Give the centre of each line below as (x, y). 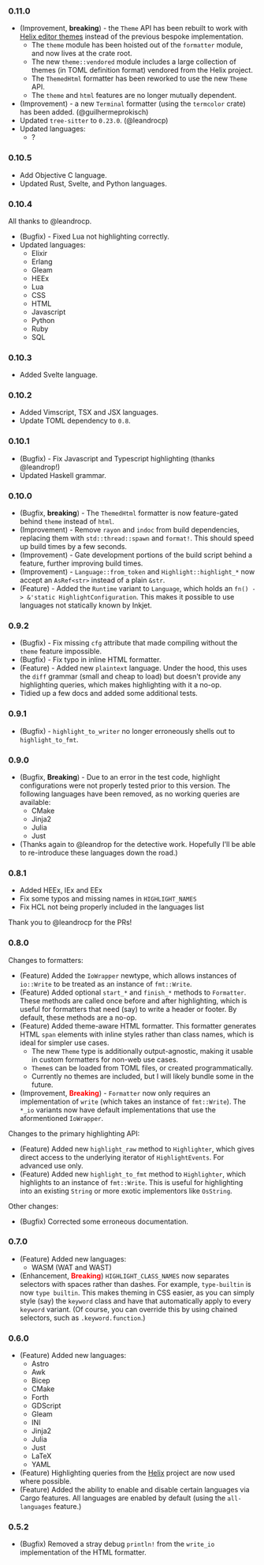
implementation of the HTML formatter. (83, 1552)
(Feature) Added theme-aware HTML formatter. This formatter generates (138, 1025)
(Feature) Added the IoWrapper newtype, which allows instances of (128, 975)
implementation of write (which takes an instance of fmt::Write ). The (133, 1101)
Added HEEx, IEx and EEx (61, 890)
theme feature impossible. (61, 651)
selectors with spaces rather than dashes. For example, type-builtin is (135, 1284)
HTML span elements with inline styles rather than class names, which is (137, 1034)
